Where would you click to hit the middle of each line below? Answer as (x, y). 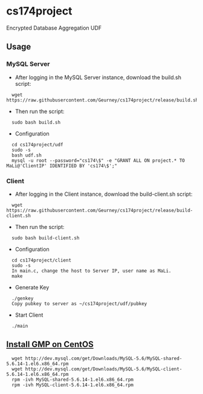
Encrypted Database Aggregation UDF (54, 28)
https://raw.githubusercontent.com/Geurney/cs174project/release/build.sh (102, 100)
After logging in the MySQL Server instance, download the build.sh (98, 77)
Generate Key (32, 287)
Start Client (29, 315)
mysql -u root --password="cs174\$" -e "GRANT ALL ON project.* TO (98, 160)
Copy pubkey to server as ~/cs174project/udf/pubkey (79, 303)
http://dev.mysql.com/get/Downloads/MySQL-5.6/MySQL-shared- (104, 358)
